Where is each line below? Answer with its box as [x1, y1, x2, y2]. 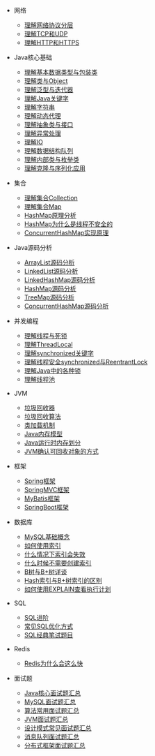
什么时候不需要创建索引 [24, 559, 92, 567]
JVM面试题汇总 [24, 715, 68, 723]
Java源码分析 [13, 244, 53, 251]
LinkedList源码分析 [24, 267, 79, 275]
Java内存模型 [24, 430, 63, 438]
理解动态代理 [24, 112, 61, 120]
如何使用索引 [24, 542, 61, 549]
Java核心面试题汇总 [24, 689, 81, 697]
